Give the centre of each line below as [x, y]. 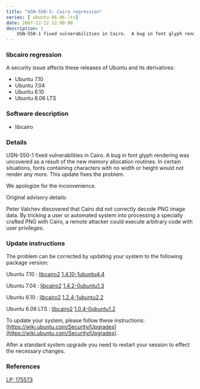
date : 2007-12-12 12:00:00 [40, 23]
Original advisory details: [37, 197]
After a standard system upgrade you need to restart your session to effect [98, 345]
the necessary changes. [36, 351]
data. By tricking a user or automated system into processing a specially [95, 215]
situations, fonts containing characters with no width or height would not [95, 168]
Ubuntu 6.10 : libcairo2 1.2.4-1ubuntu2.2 [55, 297]
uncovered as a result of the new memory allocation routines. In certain [94, 162]
